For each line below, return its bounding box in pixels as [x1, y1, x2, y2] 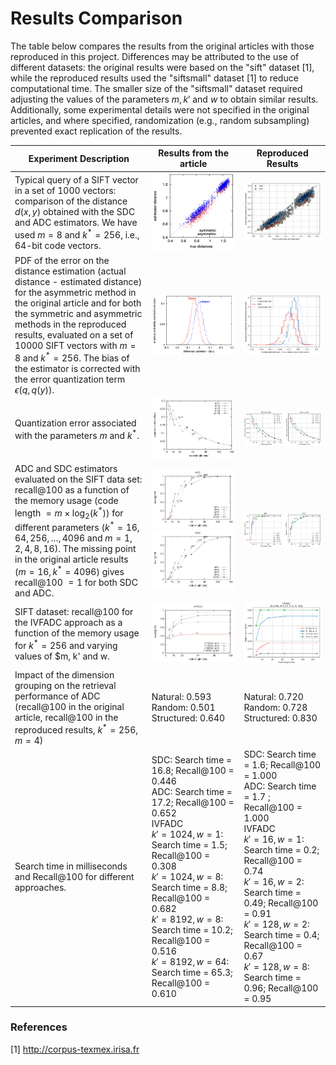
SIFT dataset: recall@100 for [14, 606, 134, 618]
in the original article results [14, 553, 129, 566]
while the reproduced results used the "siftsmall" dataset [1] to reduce [10, 72, 299, 84]
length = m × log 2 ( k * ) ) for [14, 505, 124, 521]
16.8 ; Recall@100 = [151, 764, 235, 776]
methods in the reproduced [14, 318, 127, 331]
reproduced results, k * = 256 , [14, 722, 139, 736]
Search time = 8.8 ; [151, 881, 228, 893]
